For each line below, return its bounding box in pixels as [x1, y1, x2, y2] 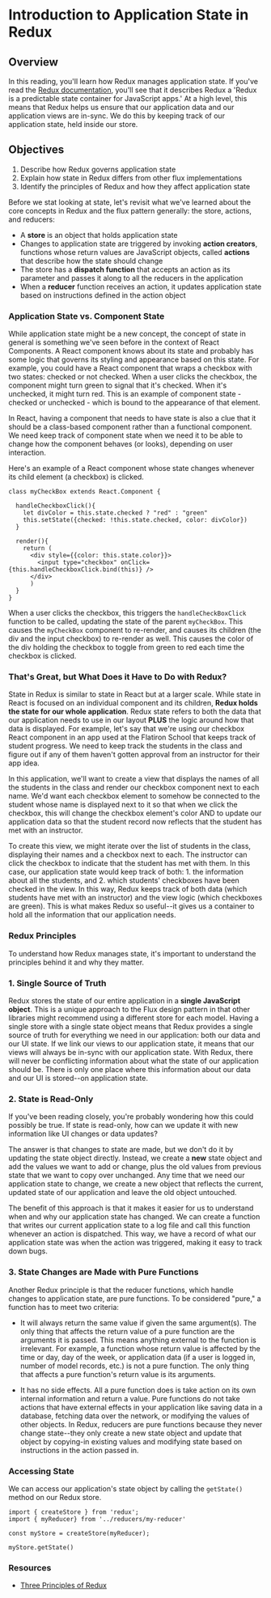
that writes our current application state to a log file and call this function [8, 1220, 251, 1231]
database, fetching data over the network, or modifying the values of [19, 1410, 250, 1421]
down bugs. [8, 1246, 49, 1256]
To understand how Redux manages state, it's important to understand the [8, 948, 256, 958]
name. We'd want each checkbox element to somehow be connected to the [8, 791, 260, 801]
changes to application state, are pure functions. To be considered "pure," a [8, 1293, 261, 1303]
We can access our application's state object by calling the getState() [8, 1483, 243, 1494]
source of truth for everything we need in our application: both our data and [8, 1030, 260, 1040]
